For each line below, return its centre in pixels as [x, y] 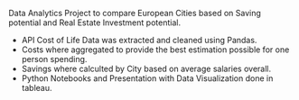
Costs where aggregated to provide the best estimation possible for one [155, 50]
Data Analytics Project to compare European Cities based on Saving [135, 13]
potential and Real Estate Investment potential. [95, 23]
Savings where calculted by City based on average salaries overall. [146, 68]
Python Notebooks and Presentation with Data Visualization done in [147, 78]
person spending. [54, 59]
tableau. [37, 88]
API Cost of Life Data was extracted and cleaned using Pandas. [139, 40]
